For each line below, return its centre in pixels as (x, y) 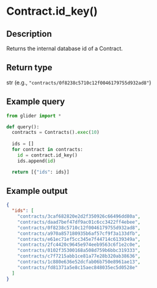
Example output (37, 191)
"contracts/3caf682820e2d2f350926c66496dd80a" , (79, 216)
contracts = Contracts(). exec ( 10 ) (56, 133)
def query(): (23, 127)
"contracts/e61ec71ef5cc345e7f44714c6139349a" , (79, 239)
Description (29, 34)
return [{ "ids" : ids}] (41, 172)
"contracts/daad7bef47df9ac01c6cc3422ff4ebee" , (79, 222)
